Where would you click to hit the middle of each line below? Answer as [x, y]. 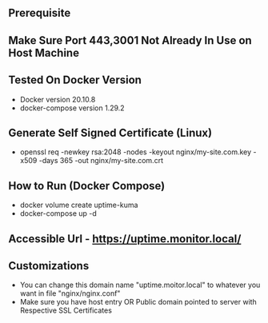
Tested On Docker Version [75, 80]
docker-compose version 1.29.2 [72, 108]
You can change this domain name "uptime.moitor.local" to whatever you [140, 285]
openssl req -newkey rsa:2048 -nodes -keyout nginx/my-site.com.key [136, 152]
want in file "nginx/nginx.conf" [70, 293]
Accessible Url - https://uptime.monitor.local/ [125, 239]
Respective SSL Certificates [66, 310]
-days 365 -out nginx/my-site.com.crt [101, 161]
